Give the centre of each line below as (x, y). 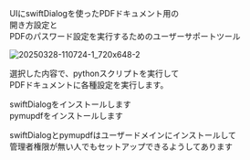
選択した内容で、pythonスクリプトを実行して (94, 73)
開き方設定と (33, 25)
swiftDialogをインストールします (70, 104)
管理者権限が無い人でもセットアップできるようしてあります (121, 146)
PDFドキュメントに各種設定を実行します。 (89, 85)
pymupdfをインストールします (66, 116)
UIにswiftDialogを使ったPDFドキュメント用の (94, 13)
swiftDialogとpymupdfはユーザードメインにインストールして (123, 135)
